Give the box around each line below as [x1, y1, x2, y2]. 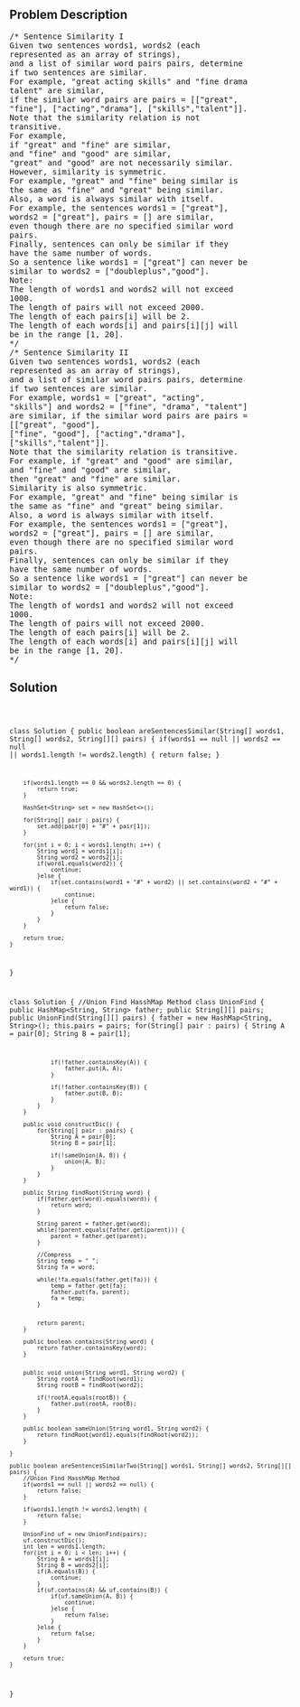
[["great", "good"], [9, 419, 101, 430]
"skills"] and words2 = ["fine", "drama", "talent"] [9, 401, 248, 412]
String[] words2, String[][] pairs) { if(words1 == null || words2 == [9, 734, 281, 743]
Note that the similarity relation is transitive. [9, 446, 239, 457]
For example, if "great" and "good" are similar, [9, 455, 234, 466]
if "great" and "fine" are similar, [9, 139, 172, 150]
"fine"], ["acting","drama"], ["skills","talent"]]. [9, 103, 248, 114]
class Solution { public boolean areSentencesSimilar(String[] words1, [9, 726, 285, 735]
